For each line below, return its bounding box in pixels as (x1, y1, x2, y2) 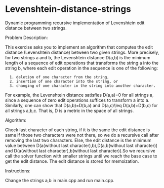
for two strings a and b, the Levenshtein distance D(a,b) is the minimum (5, 54, 151, 60)
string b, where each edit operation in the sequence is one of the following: (5, 65, 158, 71)
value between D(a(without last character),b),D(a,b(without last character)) (5, 142, 158, 149)
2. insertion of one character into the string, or (9, 79, 119, 84)
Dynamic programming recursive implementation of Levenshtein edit (5, 20, 145, 26)
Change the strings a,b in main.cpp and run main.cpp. (5, 177, 115, 183)
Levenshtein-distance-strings (5, 3, 131, 15)
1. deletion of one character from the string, (9, 75, 110, 79)
